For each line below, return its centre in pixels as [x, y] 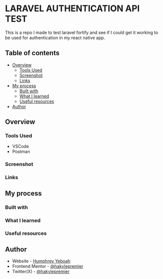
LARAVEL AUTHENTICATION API [72, 9]
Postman [21, 152]
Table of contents [32, 53]
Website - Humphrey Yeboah [41, 261]
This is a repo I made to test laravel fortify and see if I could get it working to [82, 32]
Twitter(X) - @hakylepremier [41, 272]
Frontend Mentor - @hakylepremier [48, 266]
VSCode [20, 146]
